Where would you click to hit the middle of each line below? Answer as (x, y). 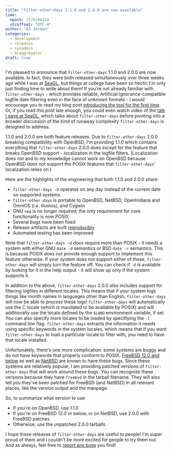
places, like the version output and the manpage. (57, 388)
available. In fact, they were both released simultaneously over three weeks (85, 78)
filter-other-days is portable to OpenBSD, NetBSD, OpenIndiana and (86, 200)
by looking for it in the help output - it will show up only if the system (78, 270)
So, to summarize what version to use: (46, 398)
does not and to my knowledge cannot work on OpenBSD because (76, 159)
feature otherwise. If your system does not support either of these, (76, 259)
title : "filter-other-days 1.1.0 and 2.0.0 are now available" (74, 10)
